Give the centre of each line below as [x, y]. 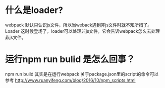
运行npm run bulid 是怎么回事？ [70, 59]
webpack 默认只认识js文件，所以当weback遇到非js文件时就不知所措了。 [79, 25]
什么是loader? [34, 10]
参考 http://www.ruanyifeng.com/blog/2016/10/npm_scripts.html [70, 80]
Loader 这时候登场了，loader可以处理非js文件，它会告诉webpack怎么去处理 [82, 31]
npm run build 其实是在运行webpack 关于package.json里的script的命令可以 [82, 74]
